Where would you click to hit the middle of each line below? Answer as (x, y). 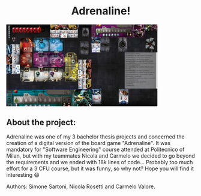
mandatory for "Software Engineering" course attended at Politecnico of (95, 150)
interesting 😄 (23, 175)
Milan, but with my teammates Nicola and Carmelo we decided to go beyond (100, 156)
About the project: (41, 122)
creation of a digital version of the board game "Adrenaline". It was (88, 143)
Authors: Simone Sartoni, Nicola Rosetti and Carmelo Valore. (81, 186)
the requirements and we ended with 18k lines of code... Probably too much (100, 162)
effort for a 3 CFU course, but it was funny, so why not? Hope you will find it (100, 168)
